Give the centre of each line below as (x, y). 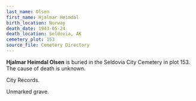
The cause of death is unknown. (46, 68)
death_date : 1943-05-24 (36, 28)
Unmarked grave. (28, 91)
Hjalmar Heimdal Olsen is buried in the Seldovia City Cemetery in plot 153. (98, 62)
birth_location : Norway (36, 23)
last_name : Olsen (28, 12)
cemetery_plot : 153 (31, 39)
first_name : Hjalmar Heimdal (43, 17)
